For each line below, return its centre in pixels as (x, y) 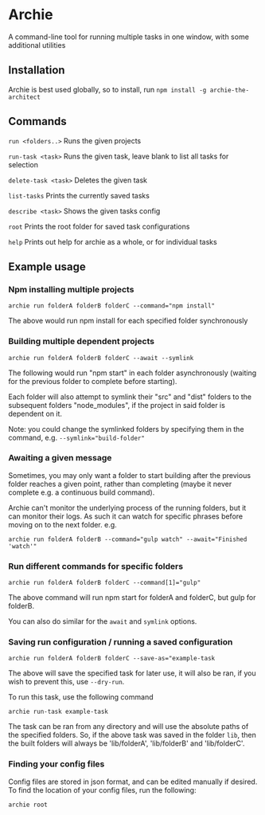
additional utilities (37, 45)
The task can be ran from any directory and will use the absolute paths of (129, 727)
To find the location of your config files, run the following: (102, 790)
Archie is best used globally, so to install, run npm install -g (107, 89)
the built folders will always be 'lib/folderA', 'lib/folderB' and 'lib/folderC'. (127, 743)
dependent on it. (35, 413)
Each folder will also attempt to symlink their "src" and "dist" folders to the (130, 397)
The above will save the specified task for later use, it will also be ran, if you (132, 673)
